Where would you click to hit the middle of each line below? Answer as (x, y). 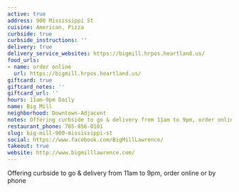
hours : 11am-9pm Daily (41, 100)
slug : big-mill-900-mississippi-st (60, 133)
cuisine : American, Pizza (46, 27)
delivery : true (30, 47)
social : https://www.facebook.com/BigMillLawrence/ (85, 139)
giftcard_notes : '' (36, 87)
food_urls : (23, 60)
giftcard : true (30, 80)
